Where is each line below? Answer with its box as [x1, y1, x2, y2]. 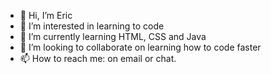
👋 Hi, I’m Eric [19, 10, 73, 21]
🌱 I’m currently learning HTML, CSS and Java [19, 31, 207, 42]
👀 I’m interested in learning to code [19, 20, 165, 32]
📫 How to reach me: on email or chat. [19, 53, 177, 64]
